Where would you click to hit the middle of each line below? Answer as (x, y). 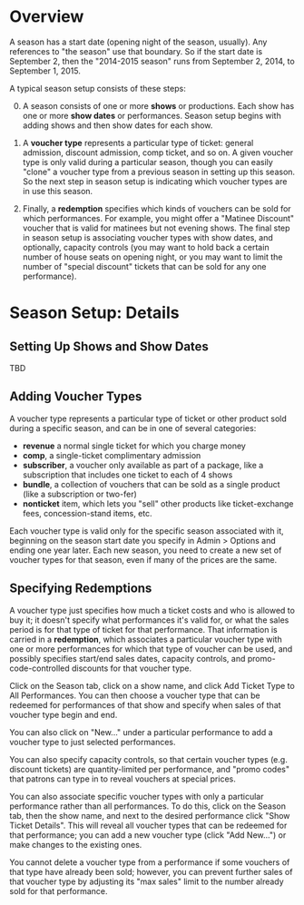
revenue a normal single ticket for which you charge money (134, 446)
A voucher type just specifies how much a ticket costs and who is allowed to (152, 610)
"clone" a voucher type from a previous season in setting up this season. (159, 172)
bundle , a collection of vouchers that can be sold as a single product (151, 484)
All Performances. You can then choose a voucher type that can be (135, 695)
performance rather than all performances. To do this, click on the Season (147, 806)
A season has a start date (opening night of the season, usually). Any (138, 42)
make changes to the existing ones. (76, 844)
